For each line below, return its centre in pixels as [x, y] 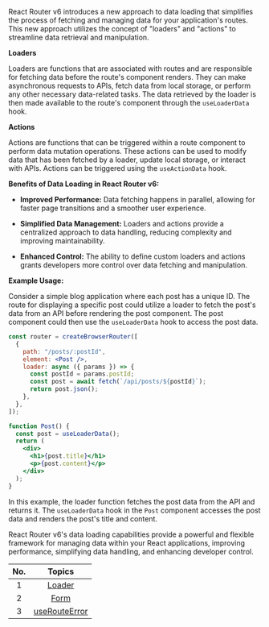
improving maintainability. [62, 241]
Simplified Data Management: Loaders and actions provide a [122, 224]
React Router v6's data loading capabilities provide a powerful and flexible [131, 534]
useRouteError [61, 611]
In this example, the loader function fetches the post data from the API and [132, 501]
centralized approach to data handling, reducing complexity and [126, 232]
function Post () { [39, 426]
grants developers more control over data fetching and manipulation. [133, 265]
